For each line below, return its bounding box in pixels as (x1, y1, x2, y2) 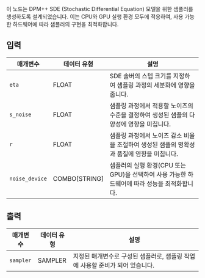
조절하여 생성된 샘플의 (117, 140, 177, 148)
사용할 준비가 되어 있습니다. (80, 261, 154, 269)
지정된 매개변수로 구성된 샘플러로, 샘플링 (73, 252, 183, 260)
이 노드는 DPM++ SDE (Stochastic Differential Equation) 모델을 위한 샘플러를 (6, 5, 193, 12)
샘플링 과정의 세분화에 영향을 (117, 81, 195, 89)
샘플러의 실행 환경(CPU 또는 (109, 161, 187, 169)
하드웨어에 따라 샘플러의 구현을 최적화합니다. (12, 21, 119, 27)
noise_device (9, 175, 48, 182)
